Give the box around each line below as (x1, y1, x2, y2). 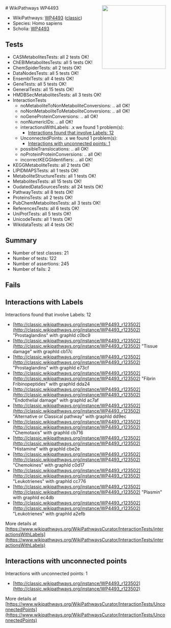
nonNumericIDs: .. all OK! (20, 119, 73, 125)
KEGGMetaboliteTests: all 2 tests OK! (12, 162, 90, 168)
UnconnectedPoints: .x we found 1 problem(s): (20, 135, 118, 141)
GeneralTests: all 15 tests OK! (12, 86, 74, 92)
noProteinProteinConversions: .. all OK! (20, 151, 102, 157)
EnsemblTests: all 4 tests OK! (12, 75, 74, 81)
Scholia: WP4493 (12, 25, 50, 32)
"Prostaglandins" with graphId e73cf (12, 364, 89, 370)
